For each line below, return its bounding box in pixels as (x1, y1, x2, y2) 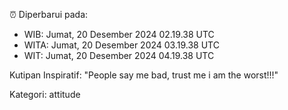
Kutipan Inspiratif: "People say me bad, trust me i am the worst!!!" (9, 69, 279, 81)
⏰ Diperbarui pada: (9, 9, 89, 20)
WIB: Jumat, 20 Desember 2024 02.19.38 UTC (23, 29, 215, 40)
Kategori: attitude (9, 89, 81, 100)
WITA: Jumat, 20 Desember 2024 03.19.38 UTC (23, 39, 220, 51)
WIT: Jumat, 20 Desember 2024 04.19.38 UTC (23, 50, 215, 61)
